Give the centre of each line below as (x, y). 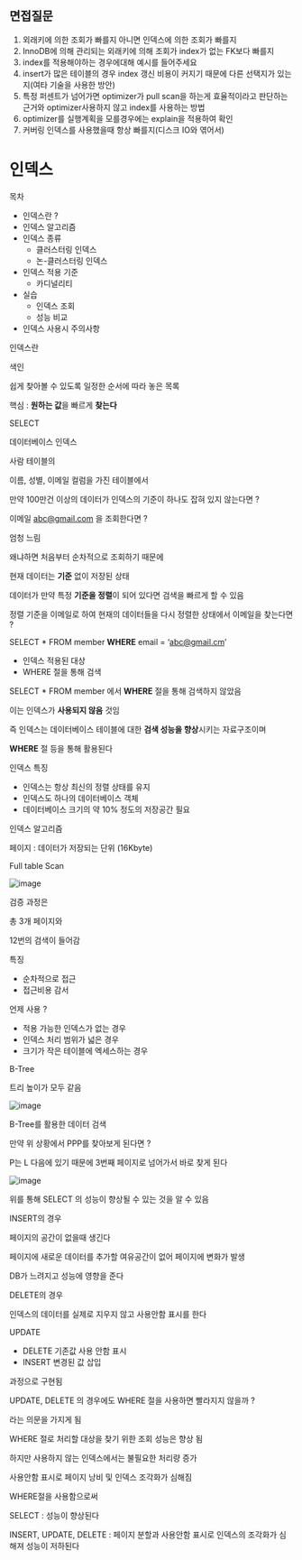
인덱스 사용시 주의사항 (61, 328)
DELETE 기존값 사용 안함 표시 (74, 1351)
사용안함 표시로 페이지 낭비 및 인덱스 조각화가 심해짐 (101, 1477)
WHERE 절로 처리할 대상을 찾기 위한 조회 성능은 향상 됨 (106, 1438)
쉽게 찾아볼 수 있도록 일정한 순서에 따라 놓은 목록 (95, 385)
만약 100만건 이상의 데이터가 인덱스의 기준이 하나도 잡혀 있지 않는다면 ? (134, 499)
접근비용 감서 (46, 990)
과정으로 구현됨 (36, 1381)
